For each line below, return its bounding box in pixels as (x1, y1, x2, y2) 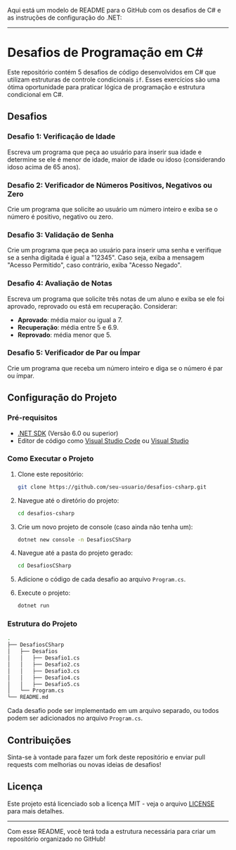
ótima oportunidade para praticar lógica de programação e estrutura (7, 82, 205, 91)
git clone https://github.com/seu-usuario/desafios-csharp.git (17, 483, 207, 491)
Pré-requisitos (7, 413, 58, 423)
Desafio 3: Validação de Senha (7, 230, 114, 240)
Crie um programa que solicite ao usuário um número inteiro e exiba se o (7, 205, 218, 213)
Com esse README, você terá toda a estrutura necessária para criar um (7, 827, 216, 835)
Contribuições (7, 734, 72, 746)
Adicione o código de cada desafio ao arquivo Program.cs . (17, 575, 186, 584)
